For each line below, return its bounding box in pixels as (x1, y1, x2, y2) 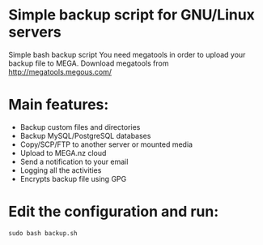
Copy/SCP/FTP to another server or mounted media (19, 140, 193, 149)
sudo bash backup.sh (8, 229, 78, 237)
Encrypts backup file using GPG (19, 174, 127, 183)
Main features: (8, 96, 109, 114)
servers (8, 23, 62, 41)
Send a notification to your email (19, 157, 129, 166)
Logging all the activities (19, 165, 102, 175)
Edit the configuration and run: (8, 203, 219, 221)
